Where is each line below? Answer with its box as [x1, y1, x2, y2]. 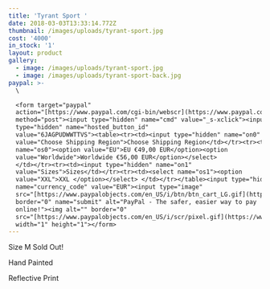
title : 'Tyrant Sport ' [8, 11, 88, 20]
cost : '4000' [8, 34, 52, 43]
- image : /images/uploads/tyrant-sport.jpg [15, 64, 163, 72]
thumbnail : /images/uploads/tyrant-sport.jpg [8, 26, 163, 35]
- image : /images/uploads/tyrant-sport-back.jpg [15, 71, 182, 79]
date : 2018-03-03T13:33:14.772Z [8, 19, 117, 27]
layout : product [8, 49, 63, 57]
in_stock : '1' [8, 42, 56, 50]
